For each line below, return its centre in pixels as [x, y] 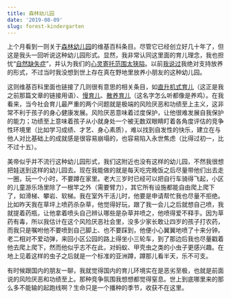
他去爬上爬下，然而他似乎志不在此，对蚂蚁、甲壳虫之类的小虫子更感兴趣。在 [115, 247]
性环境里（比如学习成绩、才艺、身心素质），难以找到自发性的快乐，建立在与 [114, 130]
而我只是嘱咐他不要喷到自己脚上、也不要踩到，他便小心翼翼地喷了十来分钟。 [115, 230]
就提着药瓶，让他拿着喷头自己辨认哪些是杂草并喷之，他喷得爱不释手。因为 [112, 213]
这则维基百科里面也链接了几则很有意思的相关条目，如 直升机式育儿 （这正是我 [115, 87]
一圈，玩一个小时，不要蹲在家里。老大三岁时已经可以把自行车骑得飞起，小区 [115, 179]
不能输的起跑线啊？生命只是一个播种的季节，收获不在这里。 [103, 288]
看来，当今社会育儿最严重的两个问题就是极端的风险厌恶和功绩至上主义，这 [112, 104]
